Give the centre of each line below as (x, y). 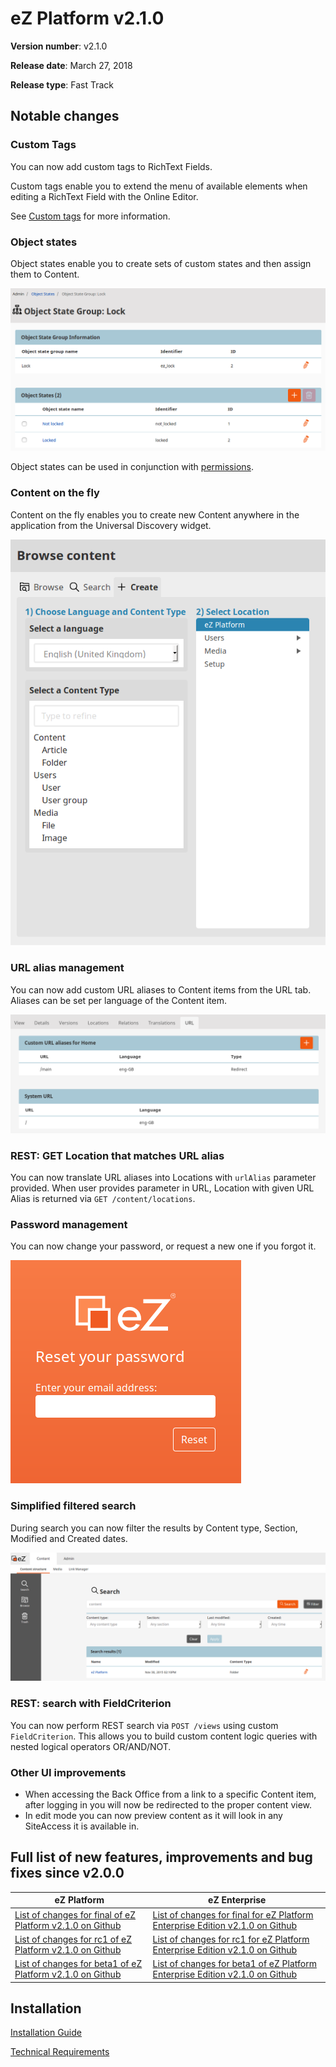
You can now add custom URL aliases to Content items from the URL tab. (161, 989)
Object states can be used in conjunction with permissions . (132, 467)
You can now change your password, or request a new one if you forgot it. (163, 1246)
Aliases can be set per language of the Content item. (119, 1000)
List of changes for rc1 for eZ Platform (231, 1939)
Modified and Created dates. (69, 1538)
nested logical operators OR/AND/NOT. (91, 1746)
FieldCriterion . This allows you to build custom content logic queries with (164, 1736)
